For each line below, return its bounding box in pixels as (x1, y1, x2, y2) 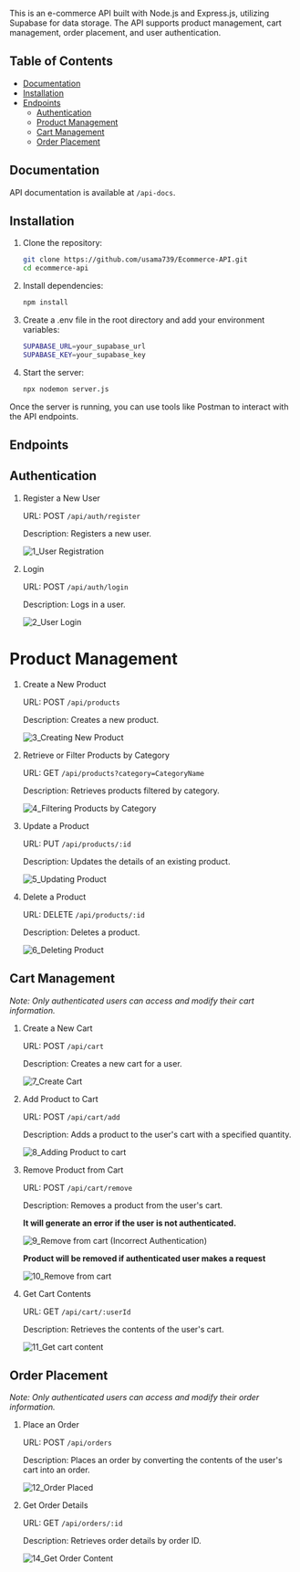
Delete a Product (22, 891, 87, 902)
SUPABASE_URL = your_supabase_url (22, 342, 146, 351)
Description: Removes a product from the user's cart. (22, 1199, 223, 1210)
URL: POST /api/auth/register (22, 510, 141, 521)
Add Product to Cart (22, 1093, 98, 1104)
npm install (22, 298, 68, 307)
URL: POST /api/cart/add (22, 1110, 120, 1122)
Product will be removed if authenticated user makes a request (22, 1252, 266, 1264)
